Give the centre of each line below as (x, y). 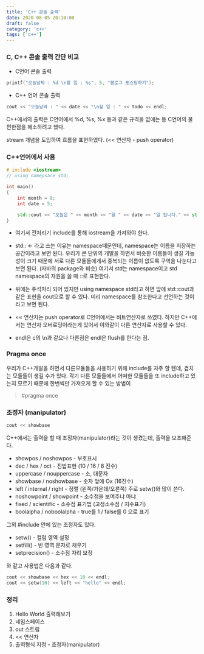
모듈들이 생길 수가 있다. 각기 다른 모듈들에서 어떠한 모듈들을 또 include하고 (101, 376)
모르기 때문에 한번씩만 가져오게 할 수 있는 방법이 (74, 383)
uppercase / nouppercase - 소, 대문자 (61, 473)
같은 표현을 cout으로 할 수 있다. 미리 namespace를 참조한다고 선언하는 (99, 297)
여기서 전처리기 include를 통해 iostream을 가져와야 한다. (82, 233)
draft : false (23, 23)
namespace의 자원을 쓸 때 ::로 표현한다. (63, 276)
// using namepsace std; (38, 176)
